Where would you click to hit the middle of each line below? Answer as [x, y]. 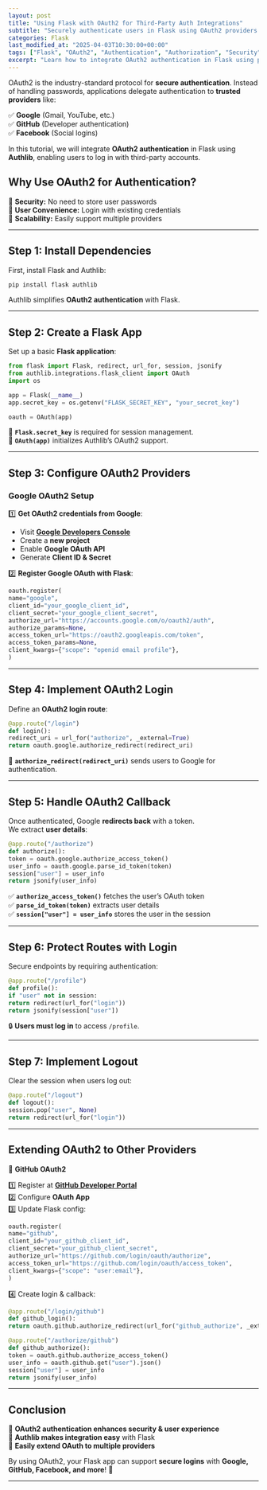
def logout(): [32, 1103]
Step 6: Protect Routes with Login [93, 947]
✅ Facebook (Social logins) [53, 133]
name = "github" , [33, 1234]
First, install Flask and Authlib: [57, 270]
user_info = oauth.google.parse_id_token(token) [90, 866]
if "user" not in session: [53, 996]
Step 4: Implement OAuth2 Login [91, 690]
